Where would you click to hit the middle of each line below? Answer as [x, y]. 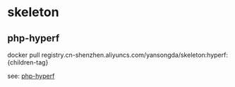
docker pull [24, 55]
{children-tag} [28, 62]
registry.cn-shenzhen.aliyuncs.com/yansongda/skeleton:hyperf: [134, 55]
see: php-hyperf [31, 76]
